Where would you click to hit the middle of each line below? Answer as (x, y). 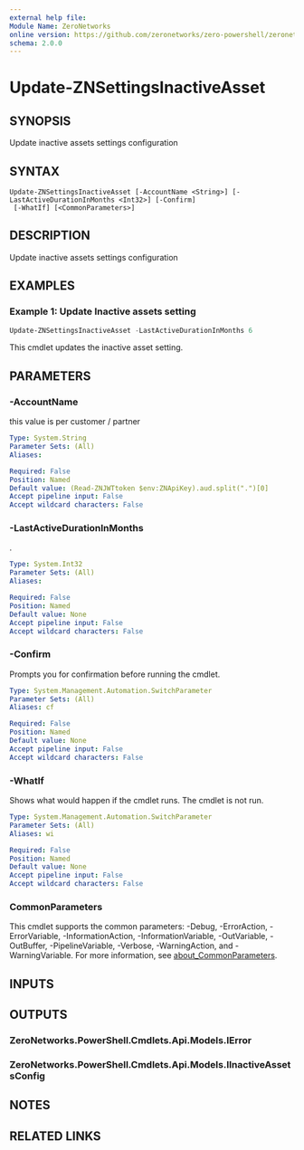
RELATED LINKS (55, 1136)
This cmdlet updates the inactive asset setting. (96, 347)
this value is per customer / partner (75, 422)
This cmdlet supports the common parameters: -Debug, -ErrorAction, (139, 927)
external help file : (48, 18)
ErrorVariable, (35, 936)
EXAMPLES (42, 286)
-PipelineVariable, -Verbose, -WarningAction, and (141, 946)
